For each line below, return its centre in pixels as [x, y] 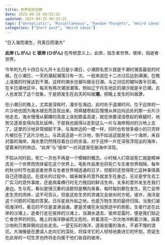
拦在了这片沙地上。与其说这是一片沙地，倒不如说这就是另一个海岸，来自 [87, 135]
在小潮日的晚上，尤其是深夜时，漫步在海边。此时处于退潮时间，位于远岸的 [80, 105]
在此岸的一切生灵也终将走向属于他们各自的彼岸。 [55, 238]
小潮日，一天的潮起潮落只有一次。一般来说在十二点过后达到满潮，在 [87, 76]
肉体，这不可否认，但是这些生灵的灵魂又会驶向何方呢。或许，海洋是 [91, 195]
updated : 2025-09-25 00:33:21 [36, 19]
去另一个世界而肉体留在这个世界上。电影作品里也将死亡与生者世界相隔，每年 [82, 164]
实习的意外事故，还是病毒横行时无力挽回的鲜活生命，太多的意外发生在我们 [84, 183]
